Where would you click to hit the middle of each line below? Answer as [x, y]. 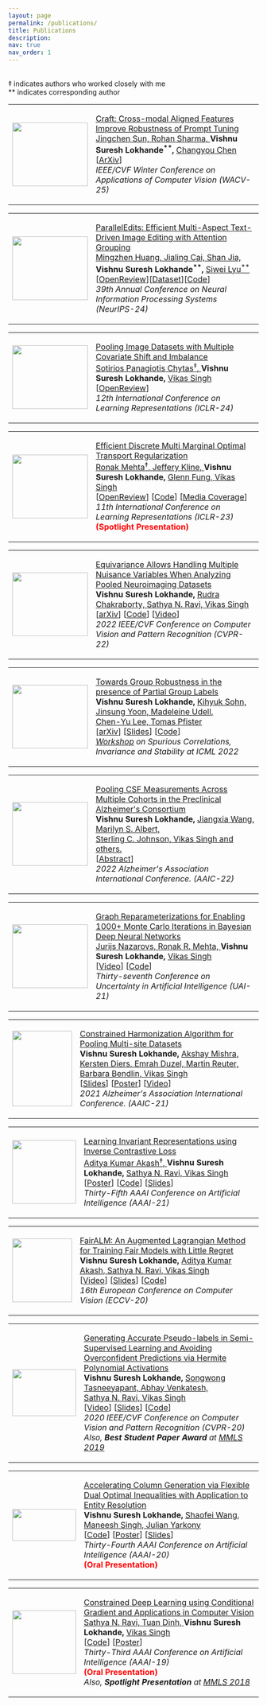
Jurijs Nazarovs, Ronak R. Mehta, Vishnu [172, 946]
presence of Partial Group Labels [157, 692]
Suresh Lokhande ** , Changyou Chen [166, 150]
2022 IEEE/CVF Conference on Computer [174, 624]
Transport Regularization [142, 456]
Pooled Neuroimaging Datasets [154, 585]
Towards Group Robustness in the [159, 682]
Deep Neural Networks [138, 937]
